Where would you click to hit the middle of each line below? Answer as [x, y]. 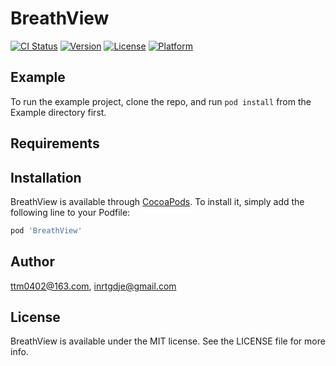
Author [32, 262]
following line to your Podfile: [70, 212]
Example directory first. [58, 112]
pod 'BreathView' [46, 230]
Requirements [55, 143]
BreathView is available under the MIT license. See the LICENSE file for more [168, 341]
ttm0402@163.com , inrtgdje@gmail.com [93, 286]
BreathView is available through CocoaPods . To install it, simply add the [157, 201]
